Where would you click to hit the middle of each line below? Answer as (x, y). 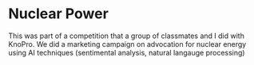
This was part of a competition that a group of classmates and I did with (127, 36)
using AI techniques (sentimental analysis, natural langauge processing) (127, 52)
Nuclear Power (59, 14)
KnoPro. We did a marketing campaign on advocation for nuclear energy (127, 44)
